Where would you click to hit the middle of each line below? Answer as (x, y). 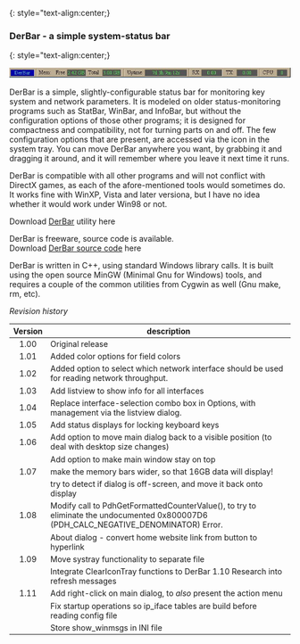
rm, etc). (25, 294)
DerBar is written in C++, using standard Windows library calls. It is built (142, 266)
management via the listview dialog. (116, 412)
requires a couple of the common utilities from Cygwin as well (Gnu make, (145, 285)
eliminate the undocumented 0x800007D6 (129, 516)
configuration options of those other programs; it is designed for (128, 120)
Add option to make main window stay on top (133, 459)
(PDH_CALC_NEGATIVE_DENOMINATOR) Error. (137, 524)
